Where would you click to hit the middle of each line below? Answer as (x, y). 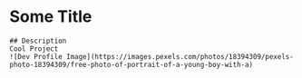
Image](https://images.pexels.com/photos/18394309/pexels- (180, 56)
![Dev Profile (36, 56)
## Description (38, 41)
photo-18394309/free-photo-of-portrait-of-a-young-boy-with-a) (132, 64)
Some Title (51, 17)
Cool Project (34, 49)
